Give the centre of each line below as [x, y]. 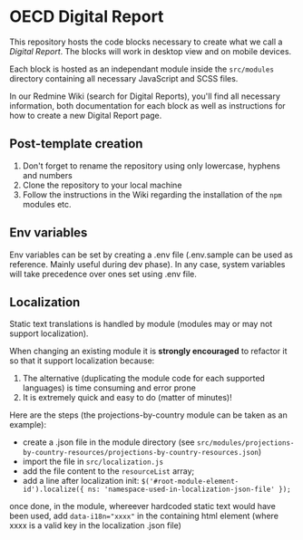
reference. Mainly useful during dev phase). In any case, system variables [147, 264]
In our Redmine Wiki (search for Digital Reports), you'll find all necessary [145, 96]
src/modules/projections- [245, 443]
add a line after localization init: [81, 481]
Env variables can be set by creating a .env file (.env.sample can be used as [151, 255]
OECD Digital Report [87, 17]
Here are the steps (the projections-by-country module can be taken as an [148, 415]
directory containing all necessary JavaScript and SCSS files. [124, 78]
